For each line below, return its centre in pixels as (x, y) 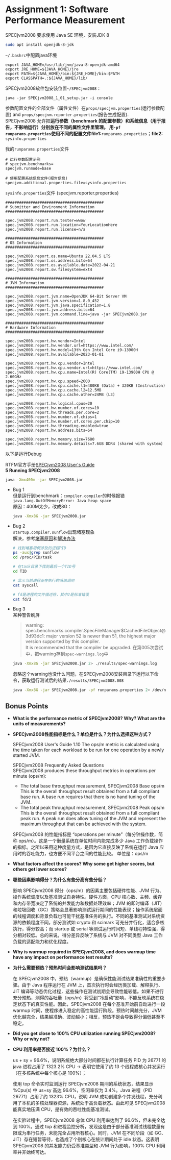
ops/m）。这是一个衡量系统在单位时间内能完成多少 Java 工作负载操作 (91, 841)
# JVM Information (25, 283)
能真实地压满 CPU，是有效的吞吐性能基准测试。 (63, 1109)
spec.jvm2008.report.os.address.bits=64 (49, 261)
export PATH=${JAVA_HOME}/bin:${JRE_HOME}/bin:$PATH (63, 73)
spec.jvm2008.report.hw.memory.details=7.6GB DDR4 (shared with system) (84, 443)
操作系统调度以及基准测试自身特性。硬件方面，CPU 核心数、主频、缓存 (87, 897)
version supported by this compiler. (63, 641)
